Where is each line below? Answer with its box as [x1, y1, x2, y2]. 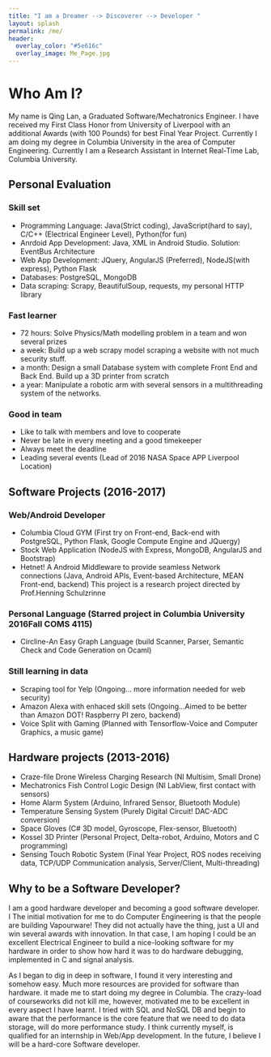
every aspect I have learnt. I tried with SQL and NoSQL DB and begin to [8, 1005, 246, 1015]
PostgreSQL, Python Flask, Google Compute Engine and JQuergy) [19, 536, 241, 546]
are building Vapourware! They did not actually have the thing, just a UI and [8, 921, 260, 931]
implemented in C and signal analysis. [8, 955, 135, 965]
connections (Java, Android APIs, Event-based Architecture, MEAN [19, 571, 244, 580]
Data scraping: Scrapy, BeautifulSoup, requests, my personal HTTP [19, 280, 244, 290]
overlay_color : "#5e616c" [15, 42, 104, 50]
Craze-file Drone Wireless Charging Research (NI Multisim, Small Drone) [19, 772, 261, 782]
